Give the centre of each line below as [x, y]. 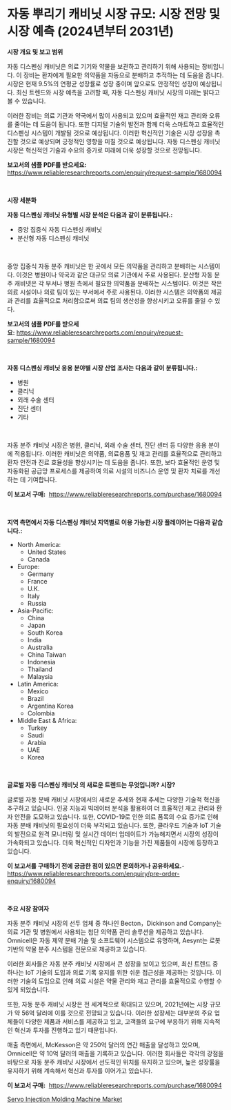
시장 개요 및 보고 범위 [35, 52]
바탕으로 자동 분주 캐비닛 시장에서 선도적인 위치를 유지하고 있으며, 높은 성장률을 [114, 1062]
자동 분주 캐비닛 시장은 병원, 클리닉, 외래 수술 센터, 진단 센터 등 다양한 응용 [107, 445]
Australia [40, 647]
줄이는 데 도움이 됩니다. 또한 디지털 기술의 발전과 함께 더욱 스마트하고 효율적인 [119, 124]
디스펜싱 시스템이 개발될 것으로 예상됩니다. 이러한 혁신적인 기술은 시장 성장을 [110, 132]
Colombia [41, 713]
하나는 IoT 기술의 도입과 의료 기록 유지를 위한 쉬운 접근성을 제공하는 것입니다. [111, 972]
